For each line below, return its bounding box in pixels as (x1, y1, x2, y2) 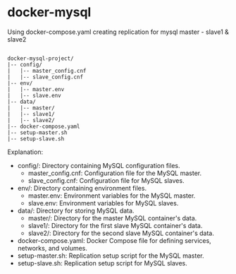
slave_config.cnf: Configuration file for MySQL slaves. (27, 176, 185, 184)
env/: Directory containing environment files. (17, 184, 147, 192)
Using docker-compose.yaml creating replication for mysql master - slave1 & (7, 28, 229, 36)
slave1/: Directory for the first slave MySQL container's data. (27, 221, 203, 230)
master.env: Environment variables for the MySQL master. (27, 191, 196, 200)
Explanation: (7, 148, 44, 156)
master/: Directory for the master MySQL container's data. (27, 213, 197, 222)
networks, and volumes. (17, 244, 88, 252)
